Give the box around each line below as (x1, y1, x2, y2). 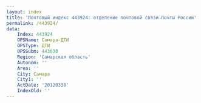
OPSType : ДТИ (17, 43, 50, 49)
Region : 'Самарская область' (17, 54, 91, 60)
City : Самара (17, 71, 50, 77)
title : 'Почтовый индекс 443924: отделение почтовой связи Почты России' (6, 15, 197, 21)
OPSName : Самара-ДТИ (17, 37, 69, 43)
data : (6, 25, 20, 32)
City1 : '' (17, 76, 43, 82)
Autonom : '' (17, 59, 47, 65)
